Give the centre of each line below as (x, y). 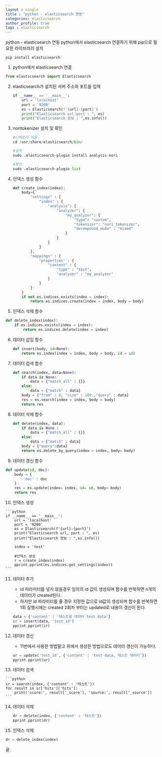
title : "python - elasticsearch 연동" (45, 14)
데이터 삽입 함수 (28, 339)
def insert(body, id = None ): (41, 349)
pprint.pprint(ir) (31, 626)
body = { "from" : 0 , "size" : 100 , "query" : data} (75, 395)
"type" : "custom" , (92, 220)
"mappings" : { (46, 256)
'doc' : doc (35, 479)
